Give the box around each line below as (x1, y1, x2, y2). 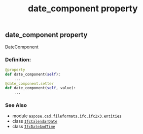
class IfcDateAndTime (12, 124, 55, 130)
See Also (5, 102, 27, 109)
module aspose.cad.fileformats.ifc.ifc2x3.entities (12, 113, 122, 119)
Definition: (5, 56, 31, 63)
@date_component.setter (5, 81, 54, 86)
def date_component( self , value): (5, 86, 76, 91)
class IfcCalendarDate (12, 118, 58, 124)
